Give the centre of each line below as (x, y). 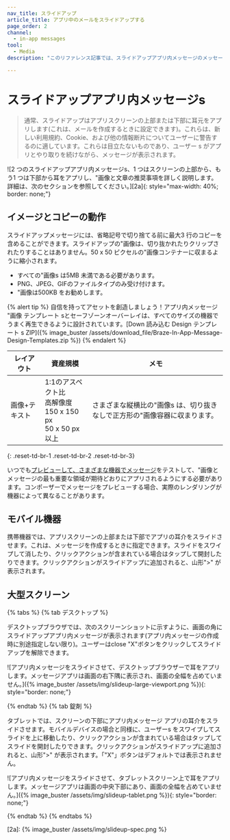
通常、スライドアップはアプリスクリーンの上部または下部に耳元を (117, 120)
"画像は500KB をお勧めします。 (62, 292)
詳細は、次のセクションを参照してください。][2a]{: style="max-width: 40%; (113, 186)
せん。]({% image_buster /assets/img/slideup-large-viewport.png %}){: (106, 685)
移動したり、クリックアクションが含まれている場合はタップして (132, 738)
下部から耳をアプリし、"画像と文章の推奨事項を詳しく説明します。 (123, 177)
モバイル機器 (34, 519)
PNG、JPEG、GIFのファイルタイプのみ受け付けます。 (93, 283)
